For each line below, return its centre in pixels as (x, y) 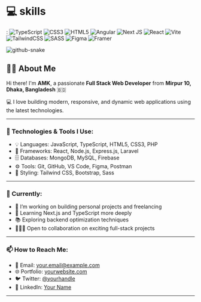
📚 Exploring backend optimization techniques (72, 220)
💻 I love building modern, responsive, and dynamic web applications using (99, 101)
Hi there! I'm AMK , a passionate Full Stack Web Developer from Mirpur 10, (99, 83)
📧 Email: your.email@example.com (57, 265)
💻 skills (26, 12)
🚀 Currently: (24, 193)
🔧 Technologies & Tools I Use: (50, 131)
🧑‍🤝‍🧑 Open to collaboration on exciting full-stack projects (85, 229)
